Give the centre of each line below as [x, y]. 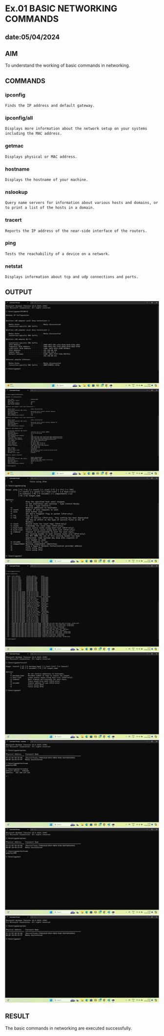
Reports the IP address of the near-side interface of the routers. [76, 231]
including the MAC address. [34, 134]
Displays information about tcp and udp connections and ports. [72, 277]
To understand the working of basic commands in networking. [68, 65]
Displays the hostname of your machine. [47, 179]
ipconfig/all [19, 118]
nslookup [16, 192]
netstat [14, 266]
